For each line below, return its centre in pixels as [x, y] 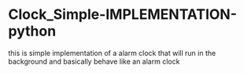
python [32, 31]
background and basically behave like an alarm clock [94, 61]
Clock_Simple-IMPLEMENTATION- [123, 15]
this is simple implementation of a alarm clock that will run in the [112, 53]
